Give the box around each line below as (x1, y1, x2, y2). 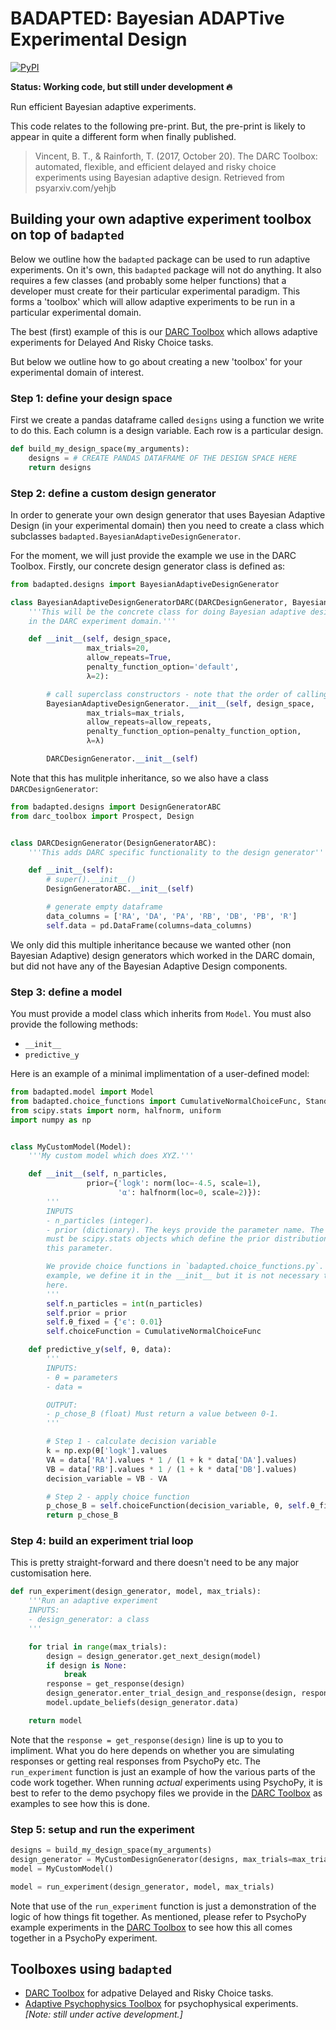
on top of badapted (10, 227, 125, 244)
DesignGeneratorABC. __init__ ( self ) (46, 884, 195, 894)
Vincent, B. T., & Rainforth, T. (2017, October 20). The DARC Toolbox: (34, 150, 318, 162)
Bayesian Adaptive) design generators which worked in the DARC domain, (10, 949, 316, 961)
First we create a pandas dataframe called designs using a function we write (10, 414, 325, 426)
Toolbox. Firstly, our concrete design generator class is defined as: (10, 560, 286, 572)
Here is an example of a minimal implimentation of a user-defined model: (10, 1068, 310, 1080)
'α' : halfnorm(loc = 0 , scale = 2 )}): (117, 1188, 262, 1198)
